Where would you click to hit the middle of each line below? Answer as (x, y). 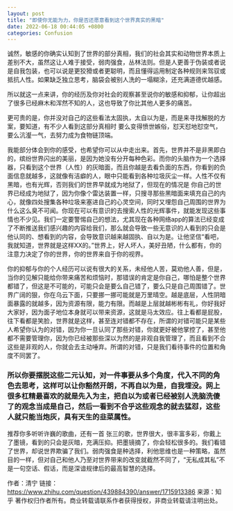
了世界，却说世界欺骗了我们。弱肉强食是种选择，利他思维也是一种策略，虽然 (116, 451)
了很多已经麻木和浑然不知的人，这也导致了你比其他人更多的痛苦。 (101, 103)
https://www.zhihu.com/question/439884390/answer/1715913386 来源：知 (114, 492)
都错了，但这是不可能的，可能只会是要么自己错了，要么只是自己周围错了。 (113, 286)
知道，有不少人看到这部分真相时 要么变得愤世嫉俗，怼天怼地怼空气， (123, 126)
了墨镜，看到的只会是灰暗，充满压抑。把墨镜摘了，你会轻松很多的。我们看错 (116, 442)
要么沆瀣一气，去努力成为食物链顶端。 (62, 135)
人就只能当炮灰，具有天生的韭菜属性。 (71, 417)
